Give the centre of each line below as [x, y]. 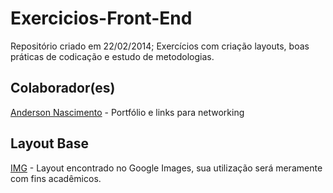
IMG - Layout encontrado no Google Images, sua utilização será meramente [166, 168]
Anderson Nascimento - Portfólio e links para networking [127, 112]
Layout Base [49, 143]
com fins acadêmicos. [56, 178]
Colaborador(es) [63, 88]
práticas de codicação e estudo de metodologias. [112, 56]
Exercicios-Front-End [101, 18]
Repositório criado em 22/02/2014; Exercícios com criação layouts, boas [160, 46]
